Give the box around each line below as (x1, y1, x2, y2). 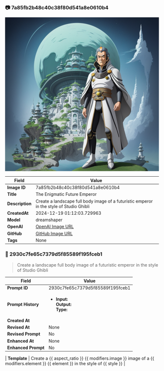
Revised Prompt (7, 331, 41, 337)
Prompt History (7, 301, 39, 307)
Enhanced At (7, 338, 34, 344)
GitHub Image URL (36, 230, 73, 236)
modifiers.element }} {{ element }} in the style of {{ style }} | (5, 361, 125, 367)
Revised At (7, 324, 30, 330)
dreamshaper (36, 217, 62, 223)
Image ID (7, 185, 26, 190)
